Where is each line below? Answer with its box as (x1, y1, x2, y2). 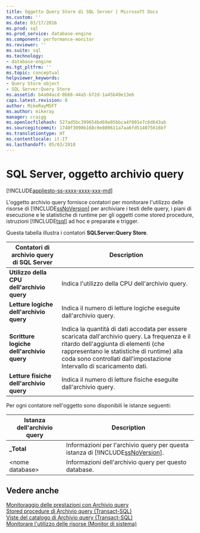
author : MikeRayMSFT (6, 102, 58, 109)
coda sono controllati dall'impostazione (61, 354, 171, 363)
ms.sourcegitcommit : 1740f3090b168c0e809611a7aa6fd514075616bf (6, 125, 167, 131)
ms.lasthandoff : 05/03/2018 (6, 141, 76, 148)
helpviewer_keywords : (6, 75, 60, 81)
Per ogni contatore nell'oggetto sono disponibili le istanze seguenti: (6, 401, 171, 409)
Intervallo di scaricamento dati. (61, 361, 148, 370)
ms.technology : (6, 53, 44, 59)
